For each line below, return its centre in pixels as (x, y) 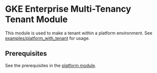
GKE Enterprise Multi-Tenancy (68, 9)
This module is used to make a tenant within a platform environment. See (79, 33)
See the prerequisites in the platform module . (51, 65)
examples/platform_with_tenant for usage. (47, 38)
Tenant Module (36, 19)
